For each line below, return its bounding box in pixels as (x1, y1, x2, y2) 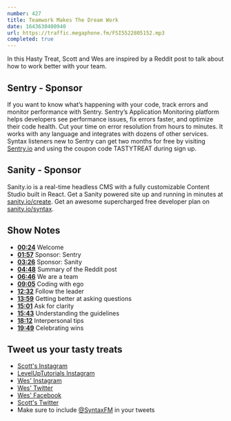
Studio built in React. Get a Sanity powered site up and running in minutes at (7, 190, 223, 198)
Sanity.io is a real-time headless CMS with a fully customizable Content (7, 182, 210, 190)
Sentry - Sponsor (7, 82, 83, 94)
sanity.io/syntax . (7, 204, 54, 213)
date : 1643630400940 (7, 23, 67, 30)
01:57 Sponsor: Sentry (17, 250, 81, 259)
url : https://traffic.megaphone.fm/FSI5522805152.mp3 (7, 29, 165, 37)
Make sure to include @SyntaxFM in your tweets (17, 406, 155, 414)
